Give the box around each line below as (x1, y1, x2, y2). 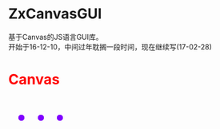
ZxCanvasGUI (8, 5, 102, 23)
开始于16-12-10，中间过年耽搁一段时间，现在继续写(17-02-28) (8, 41, 212, 52)
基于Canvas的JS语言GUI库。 (8, 32, 103, 41)
